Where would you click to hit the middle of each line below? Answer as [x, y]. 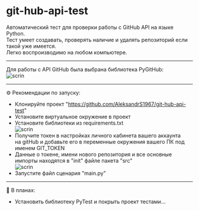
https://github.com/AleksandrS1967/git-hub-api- [127, 104]
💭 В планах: [21, 190]
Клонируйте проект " [41, 104]
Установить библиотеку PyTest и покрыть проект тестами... [90, 202]
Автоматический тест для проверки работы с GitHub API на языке [90, 27]
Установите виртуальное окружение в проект [73, 116]
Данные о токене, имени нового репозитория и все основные [93, 154]
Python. [16, 33]
